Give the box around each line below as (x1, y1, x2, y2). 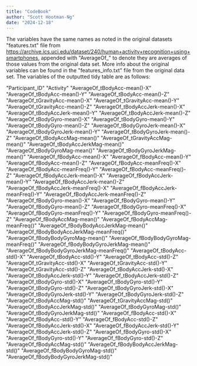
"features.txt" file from (6, 42, 61, 49)
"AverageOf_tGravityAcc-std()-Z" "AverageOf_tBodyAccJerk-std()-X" (6, 266, 173, 273)
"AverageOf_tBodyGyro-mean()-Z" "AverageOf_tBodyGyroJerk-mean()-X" (6, 122, 186, 129)
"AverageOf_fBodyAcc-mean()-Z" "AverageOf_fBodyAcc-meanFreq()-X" (6, 159, 181, 167)
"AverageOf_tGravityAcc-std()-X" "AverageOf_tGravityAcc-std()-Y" (6, 259, 168, 267)
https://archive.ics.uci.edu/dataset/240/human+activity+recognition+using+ (6, 48, 191, 55)
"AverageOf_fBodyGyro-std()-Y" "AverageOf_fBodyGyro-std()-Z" (6, 335, 163, 342)
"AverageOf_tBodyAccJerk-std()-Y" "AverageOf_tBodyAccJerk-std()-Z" (6, 272, 179, 280)
